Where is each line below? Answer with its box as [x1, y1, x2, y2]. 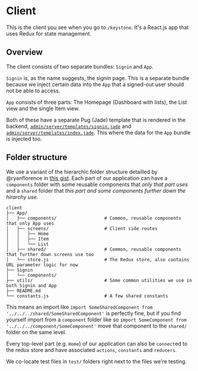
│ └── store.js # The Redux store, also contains [6, 257, 190, 263]
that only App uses [6, 220, 55, 226]
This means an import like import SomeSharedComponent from [6, 303, 153, 311]
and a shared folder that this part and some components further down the [6, 187, 186, 194]
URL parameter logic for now [6, 262, 78, 268]
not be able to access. [6, 87, 60, 94]
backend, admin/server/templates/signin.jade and [6, 123, 132, 130]
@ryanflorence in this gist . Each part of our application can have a [6, 174, 168, 181]
